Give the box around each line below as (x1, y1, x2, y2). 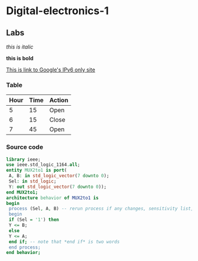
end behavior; (6, 250, 41, 256)
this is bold (6, 55, 34, 61)
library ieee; (6, 156, 41, 162)
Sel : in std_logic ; (8, 178, 57, 184)
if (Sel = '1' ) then (8, 217, 60, 223)
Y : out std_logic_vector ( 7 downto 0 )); (8, 184, 107, 190)
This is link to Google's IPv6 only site (6, 66, 95, 73)
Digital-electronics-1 (6, 4, 109, 18)
